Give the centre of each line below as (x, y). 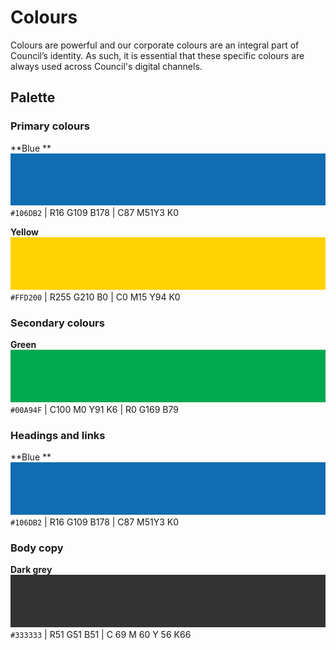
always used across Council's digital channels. (106, 66)
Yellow (24, 232)
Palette (33, 97)
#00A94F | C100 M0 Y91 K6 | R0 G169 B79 (94, 409)
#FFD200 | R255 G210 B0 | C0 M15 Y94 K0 (95, 297)
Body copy (37, 548)
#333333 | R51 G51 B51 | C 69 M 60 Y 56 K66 (101, 634)
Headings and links (58, 435)
